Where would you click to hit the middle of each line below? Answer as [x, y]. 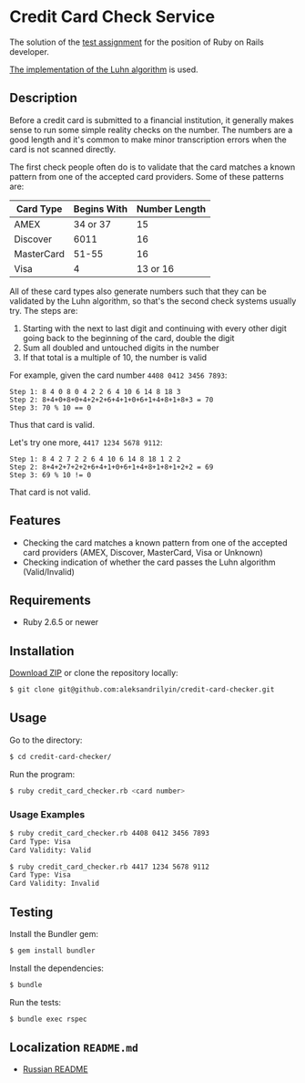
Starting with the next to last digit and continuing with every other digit [154, 328]
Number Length [171, 209]
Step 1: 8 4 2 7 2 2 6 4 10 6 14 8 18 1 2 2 [95, 459]
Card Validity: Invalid [55, 884]
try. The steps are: [44, 310]
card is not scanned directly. [63, 149]
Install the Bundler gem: [54, 933]
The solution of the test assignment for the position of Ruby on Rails [137, 42]
